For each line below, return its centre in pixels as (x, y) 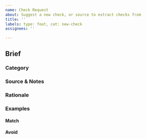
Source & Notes (25, 81)
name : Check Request (27, 10)
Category (17, 68)
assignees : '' (20, 29)
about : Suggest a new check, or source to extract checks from (73, 15)
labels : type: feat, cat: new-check (44, 24)
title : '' (16, 19)
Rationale (17, 95)
